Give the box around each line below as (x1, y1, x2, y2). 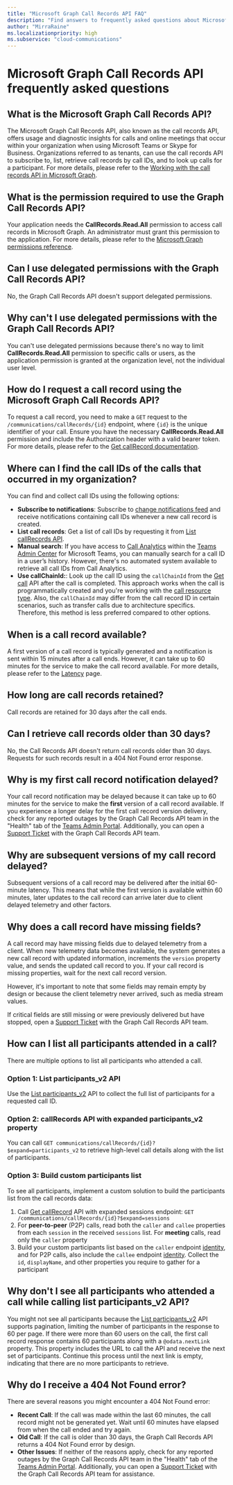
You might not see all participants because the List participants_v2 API (7, 1314, 208, 1323)
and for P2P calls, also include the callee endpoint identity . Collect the (17, 1250, 219, 1259)
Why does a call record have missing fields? (7, 921, 201, 933)
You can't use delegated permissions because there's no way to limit (7, 341, 205, 349)
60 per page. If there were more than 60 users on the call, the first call (7, 1329, 208, 1338)
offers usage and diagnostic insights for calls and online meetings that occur (7, 134, 226, 142)
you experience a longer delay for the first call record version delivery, (7, 807, 208, 815)
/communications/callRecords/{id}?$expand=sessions (17, 1215, 170, 1222)
